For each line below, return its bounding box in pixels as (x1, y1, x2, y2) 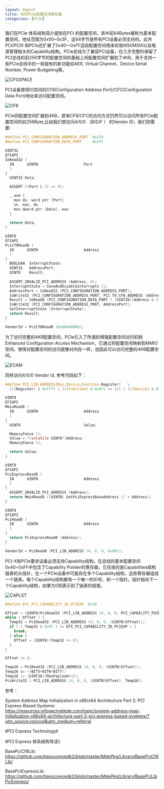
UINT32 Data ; (9, 176, 36, 180)
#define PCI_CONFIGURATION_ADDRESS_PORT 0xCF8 (5, 135, 104, 140)
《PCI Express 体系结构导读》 (5, 738, 62, 744)
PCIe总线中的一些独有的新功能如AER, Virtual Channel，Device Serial (9, 61, 147, 67)
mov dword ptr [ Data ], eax (14, 206, 69, 212)
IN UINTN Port (9, 162, 93, 167)
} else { (9, 633, 27, 638)
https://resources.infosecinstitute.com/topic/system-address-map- (5, 708, 141, 714)
